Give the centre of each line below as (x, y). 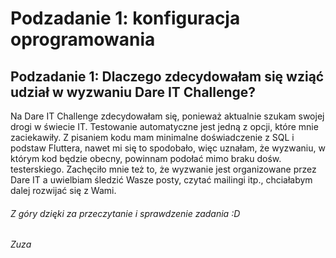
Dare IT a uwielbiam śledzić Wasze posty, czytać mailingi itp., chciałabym (161, 180)
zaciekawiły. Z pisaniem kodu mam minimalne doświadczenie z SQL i (152, 137)
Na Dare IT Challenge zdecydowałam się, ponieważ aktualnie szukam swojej (167, 116)
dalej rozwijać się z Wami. (63, 190)
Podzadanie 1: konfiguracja (125, 18)
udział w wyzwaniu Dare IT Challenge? (133, 92)
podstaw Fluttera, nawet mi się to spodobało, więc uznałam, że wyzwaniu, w (168, 148)
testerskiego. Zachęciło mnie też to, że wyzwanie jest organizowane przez (163, 169)
